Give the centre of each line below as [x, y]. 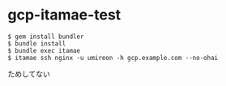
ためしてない [29, 74]
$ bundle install [37, 43]
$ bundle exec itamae [44, 50]
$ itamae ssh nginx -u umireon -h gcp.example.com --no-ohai [113, 58]
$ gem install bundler [46, 37]
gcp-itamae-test [64, 15]
